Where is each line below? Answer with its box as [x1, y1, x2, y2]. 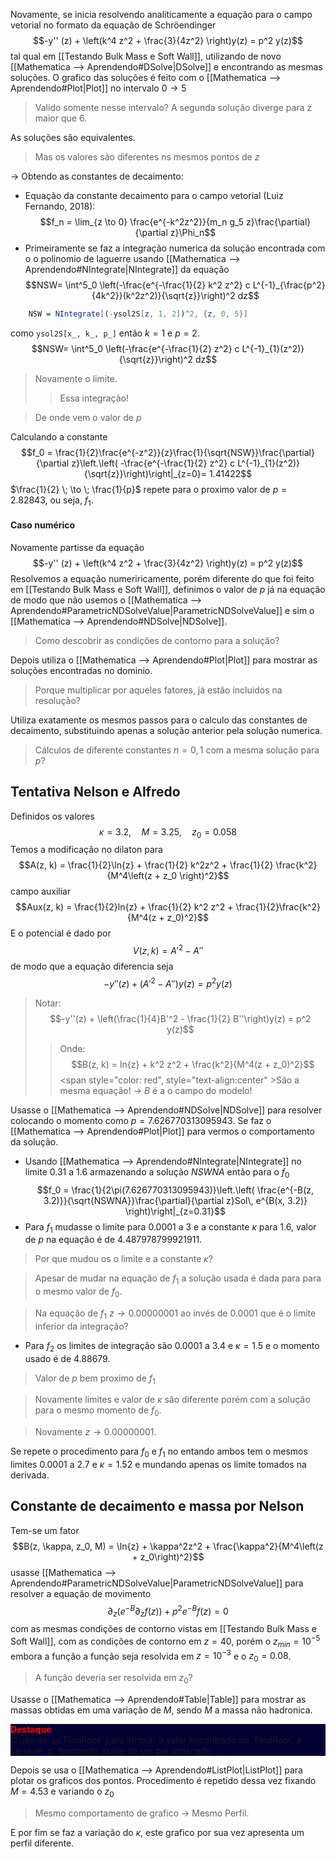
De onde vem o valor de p [34, 411, 142, 423]
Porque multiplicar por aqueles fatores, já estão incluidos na [34, 684, 283, 696]
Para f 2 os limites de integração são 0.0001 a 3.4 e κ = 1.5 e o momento [24, 1339, 320, 1354]
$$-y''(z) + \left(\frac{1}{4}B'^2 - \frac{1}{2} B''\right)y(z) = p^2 [49, 1012, 312, 1024]
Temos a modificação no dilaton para [10, 844, 163, 856]
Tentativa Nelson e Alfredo [10, 784, 181, 801]
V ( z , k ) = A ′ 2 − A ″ [132, 943, 204, 957]
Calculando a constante [10, 430, 108, 443]
